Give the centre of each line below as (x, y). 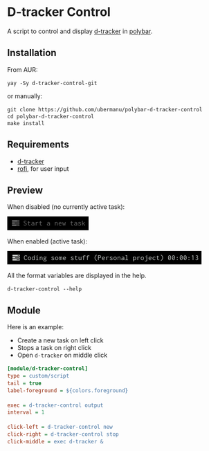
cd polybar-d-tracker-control (51, 116)
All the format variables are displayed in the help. (77, 276)
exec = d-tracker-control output (55, 405)
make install (26, 123)
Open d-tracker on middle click (62, 355)
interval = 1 (26, 412)
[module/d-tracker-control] (48, 369)
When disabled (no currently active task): (66, 207)
